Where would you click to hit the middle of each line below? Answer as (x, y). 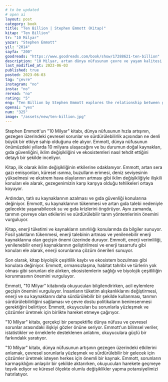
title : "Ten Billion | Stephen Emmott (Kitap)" (56, 28)
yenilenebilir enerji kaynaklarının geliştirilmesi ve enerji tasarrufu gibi (75, 245)
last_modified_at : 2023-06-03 (37, 65)
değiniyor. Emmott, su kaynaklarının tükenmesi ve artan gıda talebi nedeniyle (84, 203)
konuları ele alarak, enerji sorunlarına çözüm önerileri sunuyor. (69, 250)
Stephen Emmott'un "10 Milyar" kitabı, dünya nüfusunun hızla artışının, (77, 131)
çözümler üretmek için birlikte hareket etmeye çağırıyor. (62, 312)
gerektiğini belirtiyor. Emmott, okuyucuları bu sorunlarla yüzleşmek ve (77, 307)
